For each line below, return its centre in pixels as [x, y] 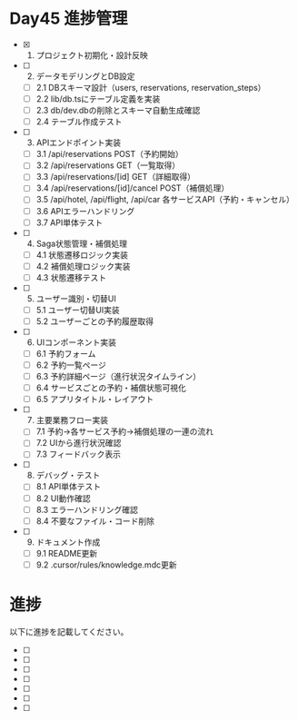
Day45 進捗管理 [69, 19]
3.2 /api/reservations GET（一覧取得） [108, 165]
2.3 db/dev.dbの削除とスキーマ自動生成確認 [118, 111]
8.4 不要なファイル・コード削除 [95, 521]
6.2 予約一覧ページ [71, 365]
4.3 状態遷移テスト [71, 277]
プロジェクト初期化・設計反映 [92, 54]
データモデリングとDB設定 [85, 76]
